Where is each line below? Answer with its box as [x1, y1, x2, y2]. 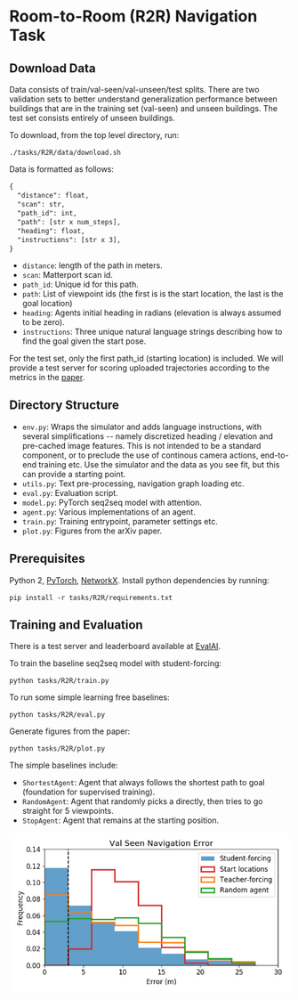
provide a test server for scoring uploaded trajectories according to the [9, 362, 270, 373]
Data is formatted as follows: [9, 164, 114, 175]
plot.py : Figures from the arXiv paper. [21, 525, 163, 536]
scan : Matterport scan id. [21, 270, 114, 280]
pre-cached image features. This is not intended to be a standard [21, 440, 262, 451]
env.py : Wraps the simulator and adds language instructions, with [21, 421, 262, 432]
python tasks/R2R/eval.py [9, 711, 105, 720]
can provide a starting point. [21, 468, 126, 479]
